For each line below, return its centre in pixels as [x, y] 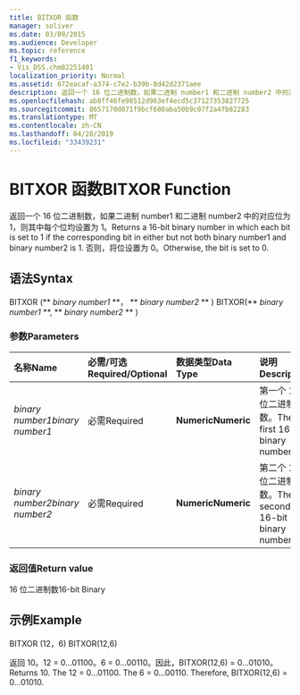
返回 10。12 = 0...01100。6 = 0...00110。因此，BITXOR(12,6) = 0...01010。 [144, 662]
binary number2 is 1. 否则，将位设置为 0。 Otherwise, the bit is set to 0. [139, 248]
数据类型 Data [204, 361]
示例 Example [46, 620]
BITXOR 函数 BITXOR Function [121, 189]
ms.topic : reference [48, 51]
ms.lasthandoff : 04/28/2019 [62, 134]
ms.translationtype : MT [54, 117]
